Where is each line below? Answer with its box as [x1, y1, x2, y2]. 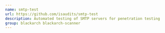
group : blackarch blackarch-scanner [5, 20, 81, 26]
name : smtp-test [5, 7, 39, 12]
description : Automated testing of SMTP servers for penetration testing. [5, 16, 163, 21]
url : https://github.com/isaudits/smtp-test [5, 12, 98, 16]
